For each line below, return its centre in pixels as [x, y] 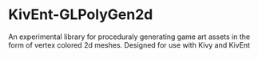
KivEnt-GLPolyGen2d [81, 15]
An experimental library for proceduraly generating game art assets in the [129, 37]
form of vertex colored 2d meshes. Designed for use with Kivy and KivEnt [129, 44]
